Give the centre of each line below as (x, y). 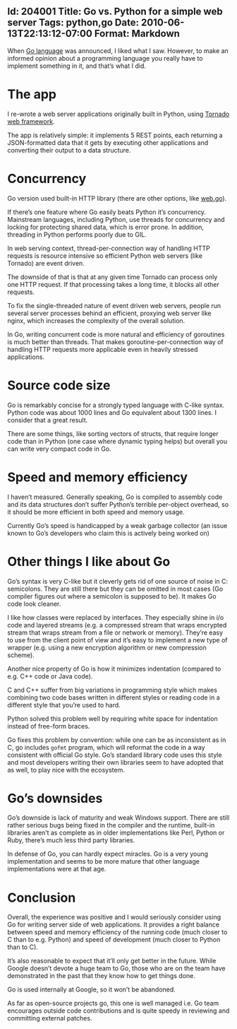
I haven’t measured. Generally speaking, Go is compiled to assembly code (115, 497)
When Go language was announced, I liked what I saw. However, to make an (118, 51)
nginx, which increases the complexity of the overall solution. (96, 320)
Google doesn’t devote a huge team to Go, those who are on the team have (116, 968)
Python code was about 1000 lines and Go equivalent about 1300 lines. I (112, 412)
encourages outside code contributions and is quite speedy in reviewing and (119, 1011)
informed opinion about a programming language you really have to (105, 58)
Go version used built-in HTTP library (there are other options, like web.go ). (117, 198)
